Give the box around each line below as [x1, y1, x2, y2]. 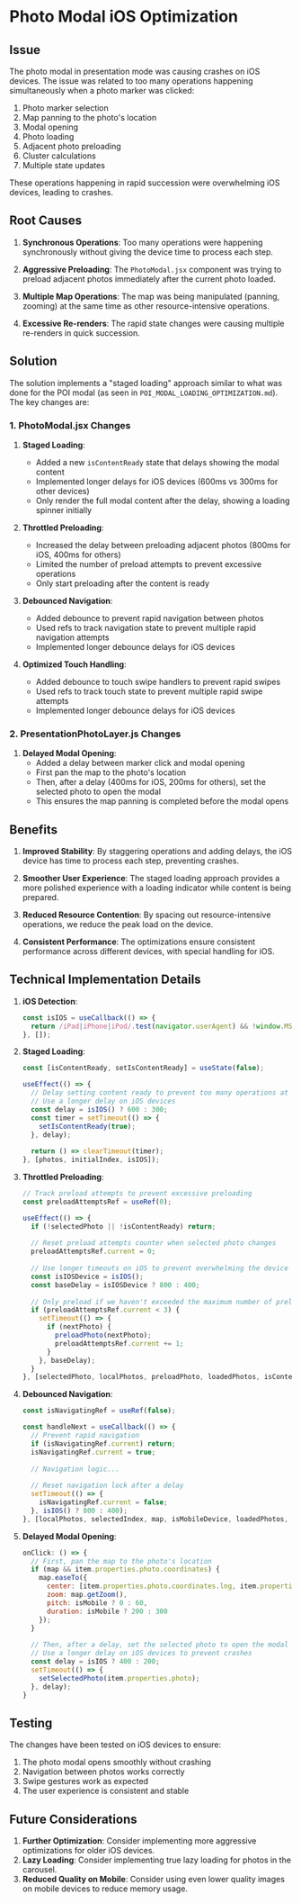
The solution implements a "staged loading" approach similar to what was [9, 377, 283, 388]
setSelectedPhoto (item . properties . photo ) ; [39, 1673, 200, 1682]
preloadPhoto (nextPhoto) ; [55, 1330, 152, 1340]
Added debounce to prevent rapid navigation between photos [35, 612, 264, 623]
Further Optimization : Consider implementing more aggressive [22, 1835, 257, 1846]
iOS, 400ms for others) [35, 549, 121, 560]
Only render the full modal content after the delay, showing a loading [35, 495, 290, 506]
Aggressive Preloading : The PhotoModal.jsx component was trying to [22, 264, 282, 275]
